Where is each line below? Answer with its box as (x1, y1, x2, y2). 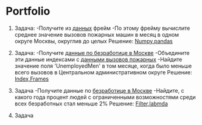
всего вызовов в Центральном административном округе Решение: (14, 68, 192, 76)
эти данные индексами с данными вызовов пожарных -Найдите (14, 55, 183, 63)
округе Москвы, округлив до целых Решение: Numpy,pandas (14, 37, 173, 45)
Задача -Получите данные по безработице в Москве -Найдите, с (14, 87, 184, 94)
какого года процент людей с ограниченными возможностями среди (14, 93, 196, 101)
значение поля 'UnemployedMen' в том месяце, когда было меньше (14, 62, 192, 70)
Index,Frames (14, 75, 49, 82)
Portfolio (5, 4, 50, 18)
